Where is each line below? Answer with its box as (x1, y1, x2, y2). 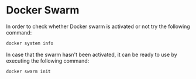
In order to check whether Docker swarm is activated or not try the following (6, 23, 190, 30)
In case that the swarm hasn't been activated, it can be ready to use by (6, 51, 177, 58)
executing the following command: (6, 57, 90, 64)
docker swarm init (6, 68, 51, 74)
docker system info (6, 40, 54, 46)
